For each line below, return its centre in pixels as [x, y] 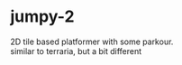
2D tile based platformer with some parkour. [92, 42]
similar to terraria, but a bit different [76, 51]
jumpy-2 [42, 17]
